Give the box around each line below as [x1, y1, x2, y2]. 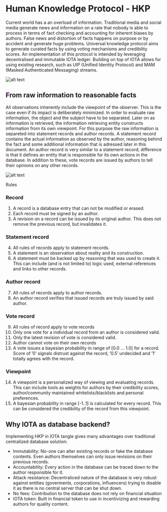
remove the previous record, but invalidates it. [12, 221, 107, 227]
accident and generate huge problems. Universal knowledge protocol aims [5, 40, 159, 46]
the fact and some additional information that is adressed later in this [5, 141, 146, 147]
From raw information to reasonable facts [5, 91, 137, 99]
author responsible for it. [12, 469, 64, 475]
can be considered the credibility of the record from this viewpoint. [12, 406, 150, 412]
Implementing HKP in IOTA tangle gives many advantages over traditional [5, 433, 156, 439]
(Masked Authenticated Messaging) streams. [5, 67, 98, 73]
